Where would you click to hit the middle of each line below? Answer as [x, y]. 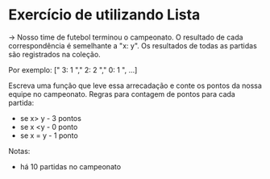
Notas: [19, 151]
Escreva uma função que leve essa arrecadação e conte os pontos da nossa [135, 85]
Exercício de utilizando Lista [104, 15]
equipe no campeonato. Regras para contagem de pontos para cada [122, 94]
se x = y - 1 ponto [49, 135]
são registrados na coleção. [54, 54]
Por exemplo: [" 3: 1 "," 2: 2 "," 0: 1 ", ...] [73, 69]
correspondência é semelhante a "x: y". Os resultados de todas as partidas [133, 45]
